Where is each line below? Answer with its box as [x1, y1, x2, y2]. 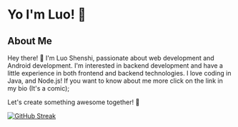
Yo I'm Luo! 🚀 [7, 6, 86, 23]
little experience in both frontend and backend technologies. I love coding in [7, 69, 232, 77]
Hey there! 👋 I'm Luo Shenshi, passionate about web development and [7, 54, 214, 62]
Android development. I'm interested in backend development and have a [7, 61, 224, 70]
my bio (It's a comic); [7, 84, 70, 92]
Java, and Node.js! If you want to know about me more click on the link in [7, 76, 223, 85]
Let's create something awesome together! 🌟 [7, 98, 140, 106]
